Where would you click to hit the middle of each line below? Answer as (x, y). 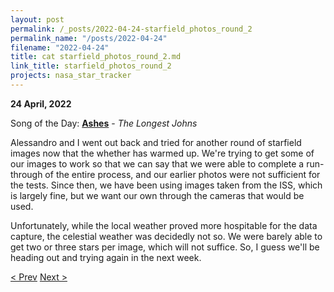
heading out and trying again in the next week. (106, 257)
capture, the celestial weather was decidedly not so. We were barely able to (166, 236)
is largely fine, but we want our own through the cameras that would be (157, 195)
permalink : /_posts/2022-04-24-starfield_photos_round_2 (131, 29)
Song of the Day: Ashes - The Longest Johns (104, 123)
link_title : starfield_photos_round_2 (91, 66)
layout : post (37, 19)
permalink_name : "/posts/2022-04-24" (89, 38)
